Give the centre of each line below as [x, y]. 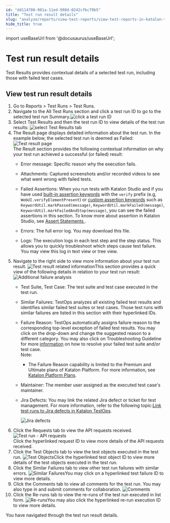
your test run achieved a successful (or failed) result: [68, 154]
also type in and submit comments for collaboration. [67, 489]
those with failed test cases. [35, 78]
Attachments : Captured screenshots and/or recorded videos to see [90, 174]
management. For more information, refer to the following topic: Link [91, 405]
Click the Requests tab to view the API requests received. [73, 430]
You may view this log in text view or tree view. [69, 251]
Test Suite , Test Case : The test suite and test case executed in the [89, 287]
